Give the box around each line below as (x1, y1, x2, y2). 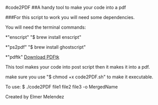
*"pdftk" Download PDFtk (5, 54, 60, 60)
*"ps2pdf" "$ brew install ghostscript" (5, 44, 86, 50)
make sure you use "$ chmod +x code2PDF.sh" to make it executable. (5, 74, 154, 80)
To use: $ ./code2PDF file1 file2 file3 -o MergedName (5, 84, 118, 90)
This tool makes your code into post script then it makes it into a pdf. (5, 64, 150, 70)
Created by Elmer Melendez (5, 94, 64, 99)
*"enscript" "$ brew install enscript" (5, 34, 82, 40)
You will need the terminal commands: (5, 24, 86, 30)
